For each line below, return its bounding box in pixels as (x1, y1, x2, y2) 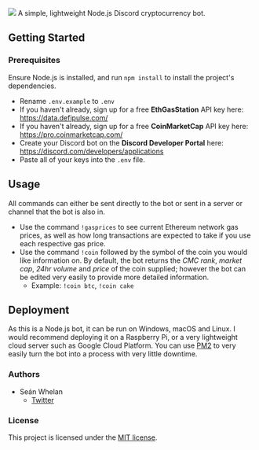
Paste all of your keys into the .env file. (19, 154, 145, 164)
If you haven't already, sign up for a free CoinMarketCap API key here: (19, 121, 249, 131)
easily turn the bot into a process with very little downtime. (8, 349, 198, 359)
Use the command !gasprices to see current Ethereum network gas (19, 222, 239, 231)
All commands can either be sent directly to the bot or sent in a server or (8, 198, 243, 208)
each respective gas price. (19, 238, 106, 248)
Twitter (31, 395, 55, 404)
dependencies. (8, 81, 57, 90)
